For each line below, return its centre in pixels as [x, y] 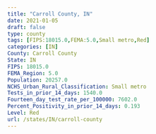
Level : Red [23, 113]
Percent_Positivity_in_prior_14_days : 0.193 [74, 106]
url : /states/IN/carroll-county [55, 119]
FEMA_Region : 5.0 [33, 73]
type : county [26, 34]
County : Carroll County [42, 54]
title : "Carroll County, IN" [50, 14]
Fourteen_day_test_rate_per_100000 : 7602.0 [72, 100]
